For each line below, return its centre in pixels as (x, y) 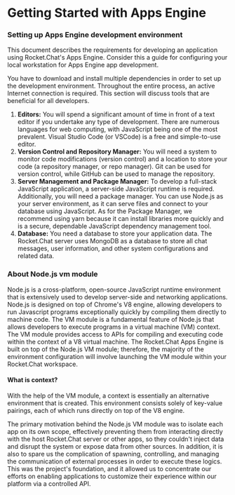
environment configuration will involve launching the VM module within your (117, 356)
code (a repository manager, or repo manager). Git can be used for (114, 167)
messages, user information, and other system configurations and (113, 249)
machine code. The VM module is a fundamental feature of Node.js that (111, 319)
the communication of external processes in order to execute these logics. (115, 461)
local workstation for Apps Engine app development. (83, 65)
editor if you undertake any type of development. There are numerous (118, 122)
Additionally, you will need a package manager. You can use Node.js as (120, 196)
